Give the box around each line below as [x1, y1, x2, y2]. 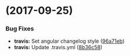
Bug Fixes [5, 25, 35, 33]
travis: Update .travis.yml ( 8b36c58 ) [13, 44, 103, 51]
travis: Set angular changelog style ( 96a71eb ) [13, 38, 125, 44]
